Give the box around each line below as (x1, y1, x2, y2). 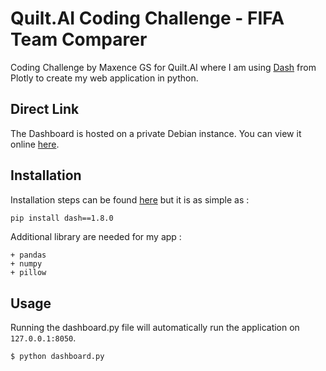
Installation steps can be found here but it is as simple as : (10, 193, 250, 206)
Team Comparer (10, 28, 148, 51)
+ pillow (10, 268, 47, 278)
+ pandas (10, 250, 47, 261)
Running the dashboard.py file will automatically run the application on (10, 322, 300, 334)
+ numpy (10, 259, 43, 269)
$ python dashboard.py (10, 352, 105, 362)
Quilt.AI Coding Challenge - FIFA (10, 7, 285, 30)
